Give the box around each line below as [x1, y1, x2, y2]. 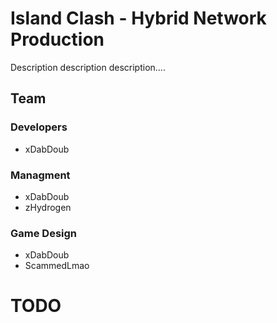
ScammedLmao [24, 260, 90, 272]
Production [10, 28, 105, 51]
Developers [10, 120, 68, 134]
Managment [10, 168, 71, 182]
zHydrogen [24, 201, 72, 213]
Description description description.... [10, 61, 166, 73]
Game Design [10, 226, 78, 240]
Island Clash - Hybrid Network [10, 7, 267, 30]
